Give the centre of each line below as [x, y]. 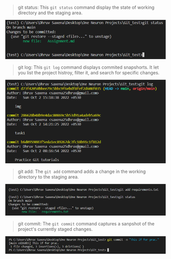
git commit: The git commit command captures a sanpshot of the [86, 224]
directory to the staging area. [48, 177]
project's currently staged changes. [55, 229]
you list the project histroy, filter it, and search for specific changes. [89, 72]
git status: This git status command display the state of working [86, 7]
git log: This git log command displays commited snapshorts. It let [88, 67]
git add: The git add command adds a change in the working [82, 171]
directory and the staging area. [50, 13]
